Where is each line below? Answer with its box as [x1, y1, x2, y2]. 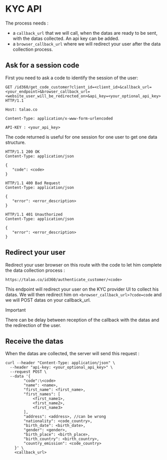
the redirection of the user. [5, 322, 61, 328]
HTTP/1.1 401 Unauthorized [5, 212, 63, 217]
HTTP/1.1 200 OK [5, 149, 40, 154]
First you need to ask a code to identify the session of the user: [5, 75, 138, 81]
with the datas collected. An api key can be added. [12, 35, 120, 41]
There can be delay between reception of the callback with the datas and [5, 317, 159, 323]
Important [5, 306, 26, 313]
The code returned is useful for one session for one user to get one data [5, 134, 157, 140]
